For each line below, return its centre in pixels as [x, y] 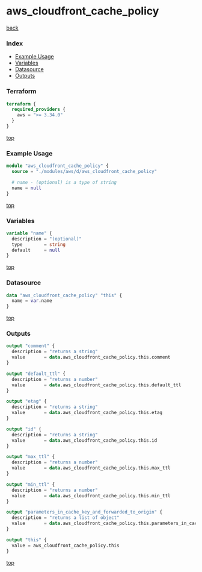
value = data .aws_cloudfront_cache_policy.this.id [84, 440]
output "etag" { [26, 401]
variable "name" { [29, 233]
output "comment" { [31, 346]
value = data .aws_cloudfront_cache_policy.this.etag [87, 413]
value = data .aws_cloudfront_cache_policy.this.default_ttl [96, 385]
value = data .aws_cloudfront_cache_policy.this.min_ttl [91, 495]
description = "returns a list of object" [66, 518]
